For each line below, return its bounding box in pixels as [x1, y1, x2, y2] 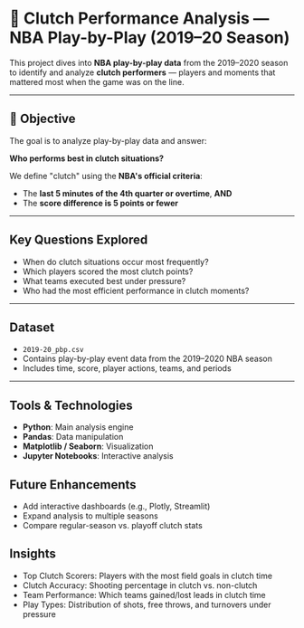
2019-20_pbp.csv [22, 346, 84, 355]
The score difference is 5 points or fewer [22, 197, 179, 208]
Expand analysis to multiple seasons [22, 510, 158, 521]
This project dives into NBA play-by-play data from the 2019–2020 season [9, 57, 289, 68]
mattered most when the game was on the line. [9, 76, 185, 87]
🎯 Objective [9, 111, 76, 127]
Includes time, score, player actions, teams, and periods [22, 363, 233, 374]
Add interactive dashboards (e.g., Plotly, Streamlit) [22, 501, 211, 511]
